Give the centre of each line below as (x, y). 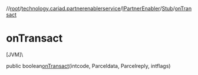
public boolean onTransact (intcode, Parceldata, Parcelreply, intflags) (88, 66)
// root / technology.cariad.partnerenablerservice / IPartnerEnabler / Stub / (90, 8)
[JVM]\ (15, 54)
